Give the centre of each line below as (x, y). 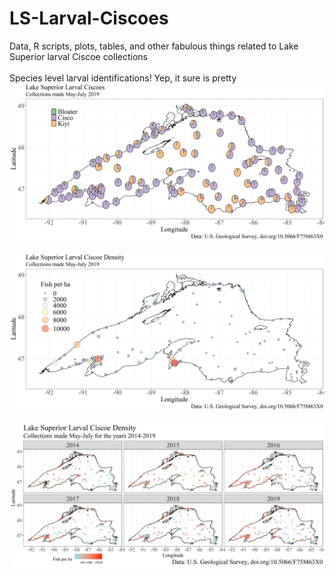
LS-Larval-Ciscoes (89, 18)
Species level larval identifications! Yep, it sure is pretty (123, 78)
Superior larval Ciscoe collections (78, 56)
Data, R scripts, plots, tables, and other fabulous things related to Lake (154, 46)
